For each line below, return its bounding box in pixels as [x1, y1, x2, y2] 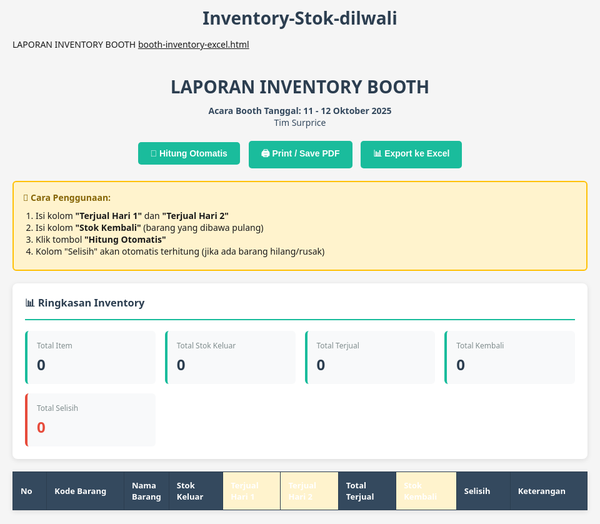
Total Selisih [36, 402, 79, 414]
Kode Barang [54, 484, 107, 497]
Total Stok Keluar [176, 339, 237, 351]
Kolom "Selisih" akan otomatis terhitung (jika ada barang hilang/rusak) [35, 245, 325, 258]
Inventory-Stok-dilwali [202, 5, 398, 31]
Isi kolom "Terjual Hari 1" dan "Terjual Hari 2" [35, 209, 229, 223]
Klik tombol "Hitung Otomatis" [35, 233, 167, 246]
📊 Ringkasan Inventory [25, 295, 145, 311]
